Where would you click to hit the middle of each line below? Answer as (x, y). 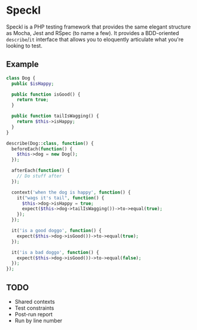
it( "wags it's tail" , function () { (61, 198)
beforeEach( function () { (42, 149)
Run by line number (38, 321)
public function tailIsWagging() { (55, 116)
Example (22, 64)
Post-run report (34, 314)
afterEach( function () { (41, 171)
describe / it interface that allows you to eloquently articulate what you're (95, 39)
